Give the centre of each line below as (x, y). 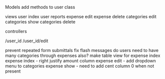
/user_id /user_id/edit (27, 41)
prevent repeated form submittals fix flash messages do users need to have (82, 50)
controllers (16, 31)
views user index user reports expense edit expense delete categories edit (81, 16)
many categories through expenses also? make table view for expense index (83, 55)
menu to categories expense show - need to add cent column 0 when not (80, 66)
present (13, 71)
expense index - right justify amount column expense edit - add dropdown (81, 61)
